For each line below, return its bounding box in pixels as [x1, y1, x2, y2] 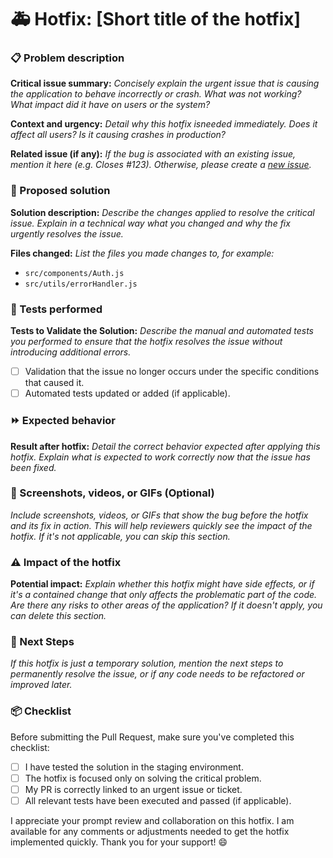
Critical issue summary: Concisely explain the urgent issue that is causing [10, 77, 320, 90]
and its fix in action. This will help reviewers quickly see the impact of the [10, 519, 313, 531]
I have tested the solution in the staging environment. [24, 761, 244, 773]
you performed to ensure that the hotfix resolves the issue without [10, 336, 283, 348]
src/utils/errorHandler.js [24, 279, 138, 289]
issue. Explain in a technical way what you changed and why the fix [10, 217, 291, 229]
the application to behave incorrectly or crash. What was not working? [10, 88, 302, 100]
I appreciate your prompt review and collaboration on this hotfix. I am [10, 814, 295, 826]
